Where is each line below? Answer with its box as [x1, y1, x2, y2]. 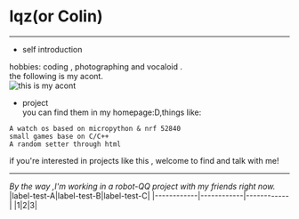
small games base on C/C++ [9, 132, 109, 141]
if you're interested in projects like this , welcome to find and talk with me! [9, 155, 279, 166]
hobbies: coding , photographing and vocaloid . [9, 61, 183, 72]
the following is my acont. [9, 70, 104, 81]
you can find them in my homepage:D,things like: [21, 107, 202, 118]
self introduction [21, 44, 83, 54]
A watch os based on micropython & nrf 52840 [9, 124, 181, 133]
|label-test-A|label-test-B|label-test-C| [9, 190, 150, 201]
